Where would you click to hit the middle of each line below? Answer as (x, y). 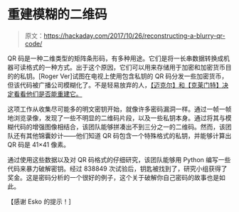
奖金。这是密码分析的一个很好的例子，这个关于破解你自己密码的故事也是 (113, 177)
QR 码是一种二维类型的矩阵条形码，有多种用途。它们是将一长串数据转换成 (116, 58)
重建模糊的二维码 (58, 15)
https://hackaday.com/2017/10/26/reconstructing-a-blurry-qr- (134, 36)
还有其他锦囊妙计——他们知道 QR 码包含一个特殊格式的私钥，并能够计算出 (122, 135)
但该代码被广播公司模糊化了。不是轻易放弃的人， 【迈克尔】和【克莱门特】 (115, 85)
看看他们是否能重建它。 (48, 94)
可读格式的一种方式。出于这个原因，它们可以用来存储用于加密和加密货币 (119, 67)
